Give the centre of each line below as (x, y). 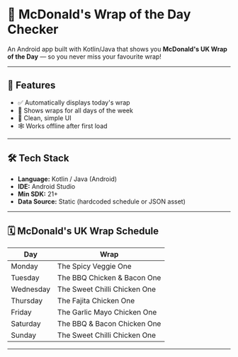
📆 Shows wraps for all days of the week (75, 110)
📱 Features (32, 85)
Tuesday (25, 278)
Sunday (24, 335)
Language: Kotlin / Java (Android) (67, 179)
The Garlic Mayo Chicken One (107, 312)
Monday (25, 267)
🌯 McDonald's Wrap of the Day (99, 14)
